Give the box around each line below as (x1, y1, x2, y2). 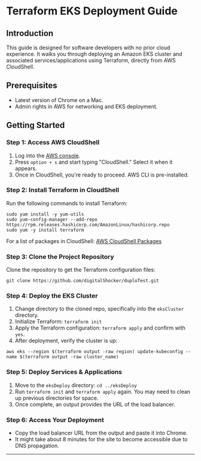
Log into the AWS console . (14, 152, 81, 159)
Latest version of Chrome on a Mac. (14, 96, 103, 103)
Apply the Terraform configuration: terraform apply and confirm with (14, 324, 185, 331)
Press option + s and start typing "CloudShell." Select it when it (14, 158, 173, 166)
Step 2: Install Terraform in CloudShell (6, 186, 120, 194)
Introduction (6, 28, 54, 38)
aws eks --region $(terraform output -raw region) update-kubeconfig (6, 349, 184, 355)
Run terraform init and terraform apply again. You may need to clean (14, 388, 190, 395)
